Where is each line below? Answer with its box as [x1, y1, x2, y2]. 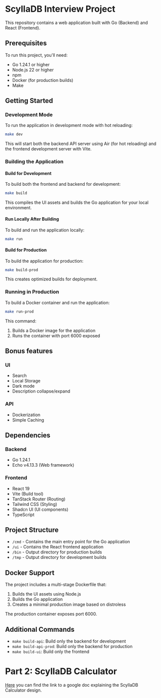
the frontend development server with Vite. [5, 146, 92, 152]
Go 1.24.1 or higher [12, 61, 50, 67]
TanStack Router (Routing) [12, 496, 66, 502]
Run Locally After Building [5, 216, 59, 222]
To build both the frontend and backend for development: [5, 181, 121, 187]
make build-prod [5, 267, 38, 273]
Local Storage [12, 378, 41, 384]
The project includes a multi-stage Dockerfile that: [5, 582, 107, 588]
